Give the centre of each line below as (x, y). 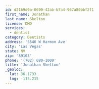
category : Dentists (25, 38)
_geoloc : (14, 70)
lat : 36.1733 (23, 74)
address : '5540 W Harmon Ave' (36, 42)
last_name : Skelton (25, 19)
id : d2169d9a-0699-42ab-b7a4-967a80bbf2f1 (49, 10)
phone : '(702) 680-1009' (31, 60)
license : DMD (19, 23)
